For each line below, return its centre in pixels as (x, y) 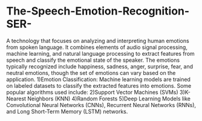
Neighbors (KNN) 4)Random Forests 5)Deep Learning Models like (109, 99)
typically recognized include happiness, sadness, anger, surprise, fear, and (100, 66)
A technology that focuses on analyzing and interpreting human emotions (98, 41)
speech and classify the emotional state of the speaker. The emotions (93, 60)
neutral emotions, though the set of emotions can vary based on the (91, 73)
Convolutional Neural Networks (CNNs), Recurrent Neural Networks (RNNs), (101, 105)
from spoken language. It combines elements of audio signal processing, (97, 47)
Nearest (16, 99)
